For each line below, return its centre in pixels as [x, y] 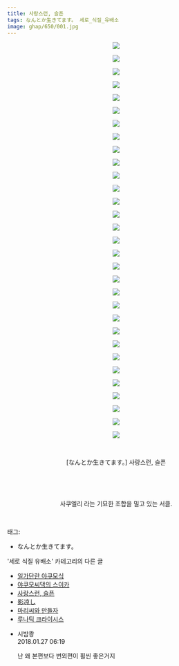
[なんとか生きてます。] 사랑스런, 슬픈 [116, 462]
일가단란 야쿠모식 [40, 576]
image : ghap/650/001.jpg [43, 26]
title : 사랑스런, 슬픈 [36, 13]
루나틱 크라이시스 [40, 619]
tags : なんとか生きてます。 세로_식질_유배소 [63, 20]
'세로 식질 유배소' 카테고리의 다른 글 [55, 562]
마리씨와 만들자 [38, 611]
